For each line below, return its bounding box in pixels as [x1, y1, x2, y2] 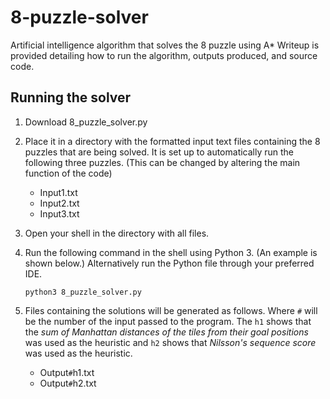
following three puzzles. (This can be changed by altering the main [24, 156, 301, 168]
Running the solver [10, 89, 132, 106]
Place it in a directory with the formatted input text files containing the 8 [24, 135, 321, 147]
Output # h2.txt [39, 377, 97, 389]
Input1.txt [39, 186, 78, 198]
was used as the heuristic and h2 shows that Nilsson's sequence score [24, 336, 317, 348]
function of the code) [24, 167, 113, 179]
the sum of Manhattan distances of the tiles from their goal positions [24, 326, 309, 338]
